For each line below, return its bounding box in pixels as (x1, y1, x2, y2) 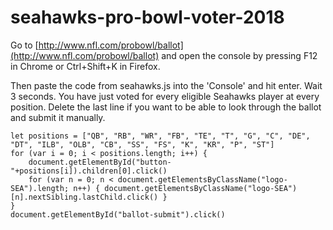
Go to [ (10, 39, 39, 51)
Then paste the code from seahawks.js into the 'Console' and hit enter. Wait (10, 79, 323, 91)
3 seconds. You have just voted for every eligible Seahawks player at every (10, 90, 320, 102)
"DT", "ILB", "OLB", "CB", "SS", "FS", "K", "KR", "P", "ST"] (10, 139, 275, 150)
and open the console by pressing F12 (161, 49, 318, 61)
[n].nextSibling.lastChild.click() (10, 192, 159, 202)
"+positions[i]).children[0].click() (10, 166, 168, 176)
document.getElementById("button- (28, 157, 172, 167)
